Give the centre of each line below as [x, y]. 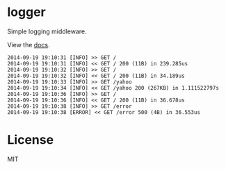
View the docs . [29, 45]
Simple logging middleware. [47, 31]
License [31, 140]
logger [27, 12]
